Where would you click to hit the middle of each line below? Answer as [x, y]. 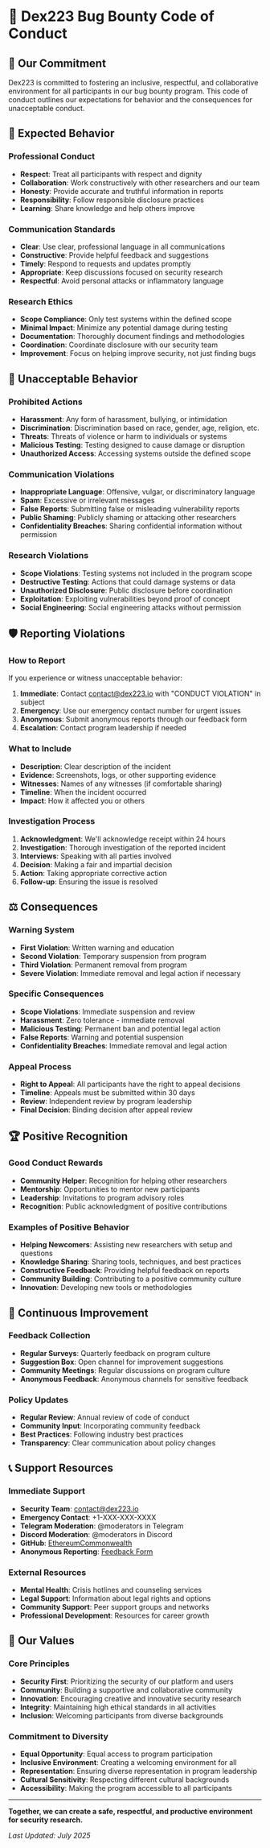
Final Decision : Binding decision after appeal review [106, 1110]
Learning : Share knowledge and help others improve [107, 208]
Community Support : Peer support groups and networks [115, 1607]
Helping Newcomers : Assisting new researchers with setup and [126, 1245]
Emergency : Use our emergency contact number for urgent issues [130, 711]
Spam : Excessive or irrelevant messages [87, 500]
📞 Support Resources [61, 1468]
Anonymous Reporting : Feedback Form [86, 1551]
